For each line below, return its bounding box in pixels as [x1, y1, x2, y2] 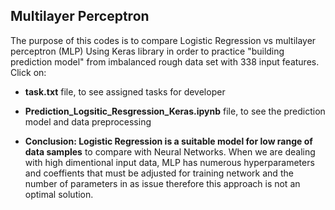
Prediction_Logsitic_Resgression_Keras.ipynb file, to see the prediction [24, 105, 326, 117]
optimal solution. [24, 188, 94, 200]
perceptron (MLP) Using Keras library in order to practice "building [10, 45, 285, 57]
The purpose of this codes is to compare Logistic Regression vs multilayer [10, 34, 317, 46]
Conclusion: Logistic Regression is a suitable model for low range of [24, 135, 313, 147]
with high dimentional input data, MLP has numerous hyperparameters [24, 156, 315, 168]
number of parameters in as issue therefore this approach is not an [24, 177, 301, 189]
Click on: [10, 66, 47, 78]
